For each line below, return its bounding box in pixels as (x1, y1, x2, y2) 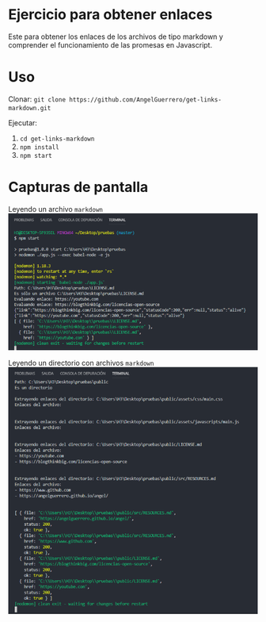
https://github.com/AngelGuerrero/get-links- (68, 95, 222, 104)
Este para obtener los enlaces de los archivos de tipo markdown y (8, 32, 223, 41)
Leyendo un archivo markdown (8, 204, 103, 213)
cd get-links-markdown (19, 135, 95, 143)
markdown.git (8, 104, 51, 112)
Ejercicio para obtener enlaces (8, 6, 213, 24)
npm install (19, 143, 59, 152)
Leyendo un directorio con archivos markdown (8, 358, 154, 367)
